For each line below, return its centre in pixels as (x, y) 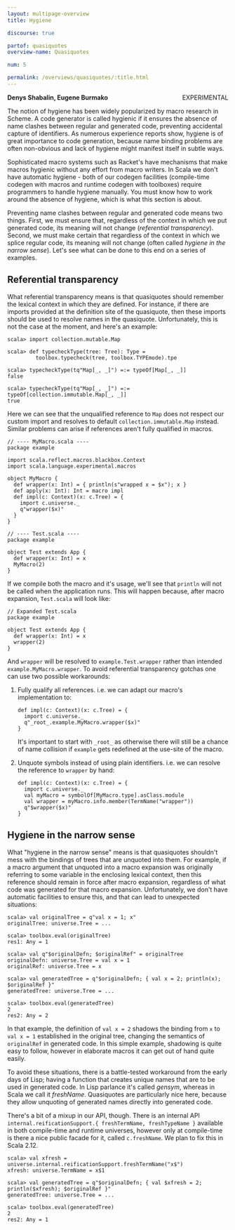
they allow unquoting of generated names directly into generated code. (110, 1102)
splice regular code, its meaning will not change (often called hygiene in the (116, 242)
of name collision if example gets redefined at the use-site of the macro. (121, 749)
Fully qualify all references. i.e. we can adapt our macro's (100, 689)
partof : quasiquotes (38, 46)
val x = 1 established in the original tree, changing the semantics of (106, 1036)
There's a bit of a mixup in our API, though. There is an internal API (103, 1115)
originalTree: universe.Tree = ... (59, 923)
